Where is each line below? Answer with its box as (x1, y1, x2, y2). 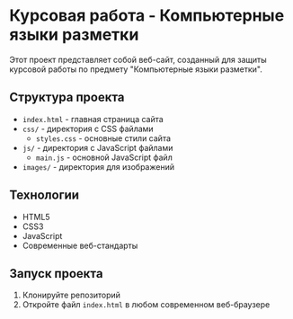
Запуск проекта (9, 266, 103, 281)
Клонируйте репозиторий (22, 289, 121, 301)
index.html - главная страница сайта (22, 113, 164, 124)
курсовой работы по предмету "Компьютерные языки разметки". (9, 64, 263, 75)
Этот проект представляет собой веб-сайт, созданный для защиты (9, 54, 267, 65)
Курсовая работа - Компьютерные (9, 5, 285, 26)
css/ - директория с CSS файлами (22, 123, 155, 134)
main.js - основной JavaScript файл (35, 152, 173, 163)
